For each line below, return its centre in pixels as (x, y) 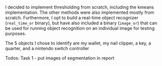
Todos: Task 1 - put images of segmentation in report (60, 58)
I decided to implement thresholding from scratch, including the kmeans (79, 7)
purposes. (16, 33)
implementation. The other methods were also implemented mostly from (80, 12)
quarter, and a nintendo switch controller (47, 48)
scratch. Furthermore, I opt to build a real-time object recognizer (72, 18)
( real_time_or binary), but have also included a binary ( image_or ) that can (81, 23)
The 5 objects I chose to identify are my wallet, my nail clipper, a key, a (78, 43)
